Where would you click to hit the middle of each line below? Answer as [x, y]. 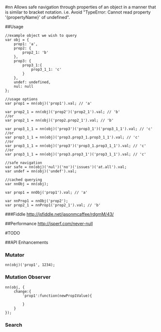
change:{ [23, 291]
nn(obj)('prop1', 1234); [30, 265]
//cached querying [24, 180]
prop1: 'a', [26, 44]
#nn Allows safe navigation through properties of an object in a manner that [80, 7]
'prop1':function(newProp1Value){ [57, 296]
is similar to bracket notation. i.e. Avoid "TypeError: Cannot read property [78, 12]
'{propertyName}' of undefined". [38, 17]
